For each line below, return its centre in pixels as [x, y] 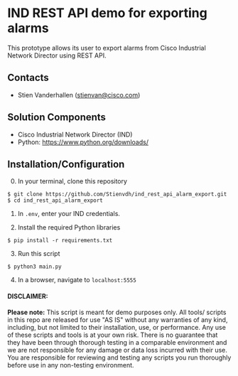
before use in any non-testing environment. [71, 365]
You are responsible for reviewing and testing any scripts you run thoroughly [119, 358]
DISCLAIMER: [28, 296]
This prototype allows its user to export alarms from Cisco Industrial [107, 48]
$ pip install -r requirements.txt [60, 241]
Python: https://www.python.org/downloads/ [83, 142]
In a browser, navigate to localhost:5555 [77, 280]
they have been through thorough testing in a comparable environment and [117, 342]
